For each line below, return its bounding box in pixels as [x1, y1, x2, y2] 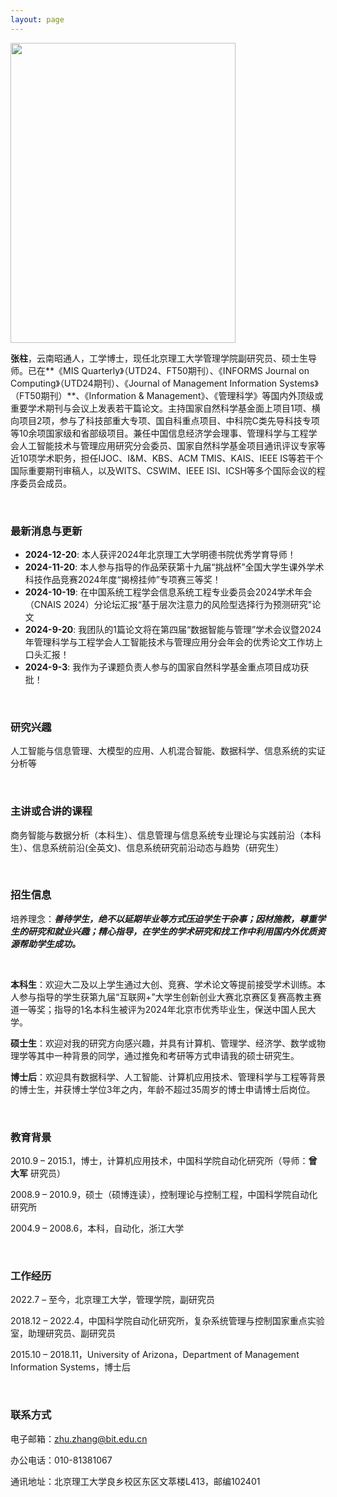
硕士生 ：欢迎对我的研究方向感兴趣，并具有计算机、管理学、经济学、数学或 [10, 1037, 317, 1049]
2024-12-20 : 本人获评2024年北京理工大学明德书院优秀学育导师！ [24, 548, 297, 560]
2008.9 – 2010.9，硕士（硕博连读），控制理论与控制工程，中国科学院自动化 [10, 1189, 318, 1201]
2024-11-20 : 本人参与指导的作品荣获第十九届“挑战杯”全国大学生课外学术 [24, 561, 325, 573]
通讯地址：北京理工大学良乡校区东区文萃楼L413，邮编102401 [10, 1475, 261, 1487]
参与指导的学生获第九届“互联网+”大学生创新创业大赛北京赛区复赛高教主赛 [18, 991, 322, 1003]
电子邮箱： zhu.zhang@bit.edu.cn [10, 1432, 148, 1445]
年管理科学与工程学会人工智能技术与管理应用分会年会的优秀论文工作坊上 [24, 636, 323, 648]
